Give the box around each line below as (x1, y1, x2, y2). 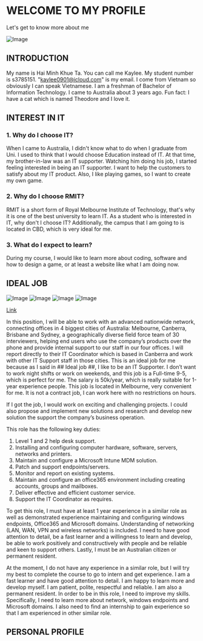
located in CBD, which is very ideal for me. (6, 225, 112, 233)
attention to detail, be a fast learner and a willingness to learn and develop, (6, 533, 193, 540)
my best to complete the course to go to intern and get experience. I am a (6, 571, 190, 578)
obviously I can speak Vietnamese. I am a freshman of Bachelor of (6, 82, 172, 89)
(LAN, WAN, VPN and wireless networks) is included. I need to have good (6, 526, 190, 533)
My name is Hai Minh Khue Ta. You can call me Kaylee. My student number (6, 69, 194, 77)
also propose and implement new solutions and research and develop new (6, 407, 192, 414)
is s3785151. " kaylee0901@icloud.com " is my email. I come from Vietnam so (6, 75, 196, 83)
